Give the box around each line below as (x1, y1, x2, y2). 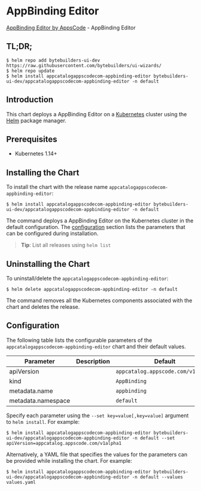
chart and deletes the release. (6, 303, 80, 310)
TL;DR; (6, 41, 33, 52)
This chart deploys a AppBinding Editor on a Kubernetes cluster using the (6, 110, 187, 118)
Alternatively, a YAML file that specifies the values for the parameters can (6, 451, 187, 458)
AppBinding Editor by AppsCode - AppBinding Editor (6, 24, 136, 31)
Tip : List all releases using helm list (20, 242, 111, 249)
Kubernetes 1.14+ (14, 150, 58, 157)
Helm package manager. (6, 117, 67, 124)
